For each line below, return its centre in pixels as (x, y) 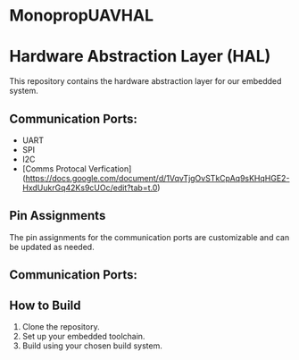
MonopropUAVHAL (82, 16)
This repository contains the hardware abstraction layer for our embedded (145, 81)
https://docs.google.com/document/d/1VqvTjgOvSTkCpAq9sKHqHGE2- (158, 178)
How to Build (46, 305)
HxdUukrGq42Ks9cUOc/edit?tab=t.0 (90, 188)
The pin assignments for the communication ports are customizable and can (149, 237)
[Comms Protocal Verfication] (77, 168)
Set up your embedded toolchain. (83, 336)
